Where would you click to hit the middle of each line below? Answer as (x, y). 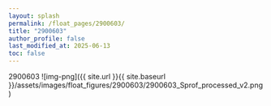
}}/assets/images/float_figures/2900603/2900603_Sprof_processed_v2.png (136, 85)
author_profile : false (47, 38)
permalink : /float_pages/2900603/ (67, 23)
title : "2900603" (38, 31)
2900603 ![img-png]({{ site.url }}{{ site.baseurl (87, 76)
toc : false (27, 53)
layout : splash (34, 16)
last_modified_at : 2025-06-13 (60, 46)
